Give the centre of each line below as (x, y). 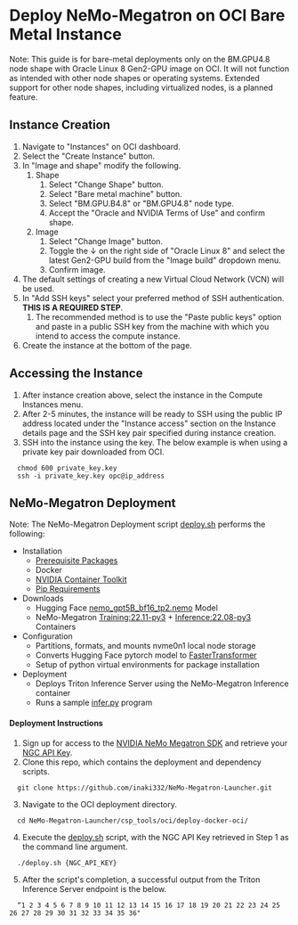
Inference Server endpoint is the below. (94, 888)
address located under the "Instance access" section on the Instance (149, 423)
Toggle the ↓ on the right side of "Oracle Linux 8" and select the (167, 250)
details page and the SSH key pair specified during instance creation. (149, 432)
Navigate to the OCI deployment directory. (100, 804)
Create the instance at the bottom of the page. (107, 345)
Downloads (43, 599)
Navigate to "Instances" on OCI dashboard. (101, 146)
